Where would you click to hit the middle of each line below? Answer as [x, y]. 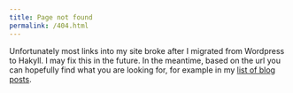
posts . [21, 79]
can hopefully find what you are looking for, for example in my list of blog [143, 70]
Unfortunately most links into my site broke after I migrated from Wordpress [147, 50]
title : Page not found [51, 17]
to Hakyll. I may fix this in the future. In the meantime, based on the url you [145, 60]
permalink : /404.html [49, 26]
